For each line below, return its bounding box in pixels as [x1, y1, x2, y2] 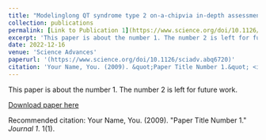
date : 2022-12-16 [8, 41, 66, 49]
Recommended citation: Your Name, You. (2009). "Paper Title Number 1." [8, 115, 247, 125]
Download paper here [8, 100, 79, 109]
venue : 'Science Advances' [8, 48, 97, 56]
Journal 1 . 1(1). [8, 123, 55, 133]
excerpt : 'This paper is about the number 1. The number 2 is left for [8, 33, 249, 42]
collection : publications [8, 19, 93, 27]
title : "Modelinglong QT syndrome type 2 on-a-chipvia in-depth [8, 11, 225, 20]
